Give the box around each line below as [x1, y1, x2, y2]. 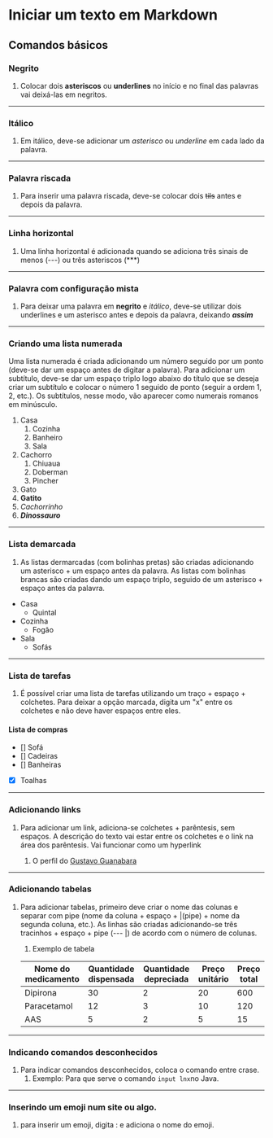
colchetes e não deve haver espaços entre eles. [19, 706, 181, 716]
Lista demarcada [8, 539, 76, 550]
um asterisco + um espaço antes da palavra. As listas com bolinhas [19, 566, 246, 576]
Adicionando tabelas [8, 883, 92, 895]
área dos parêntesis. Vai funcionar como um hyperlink [19, 840, 201, 850]
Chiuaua [32, 458, 61, 469]
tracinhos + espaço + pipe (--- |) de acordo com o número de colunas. [19, 928, 258, 938]
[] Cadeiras [19, 751, 58, 761]
